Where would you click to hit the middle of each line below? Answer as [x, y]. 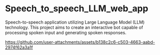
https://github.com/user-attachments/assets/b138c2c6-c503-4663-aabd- [80, 42]
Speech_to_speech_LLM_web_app [77, 9]
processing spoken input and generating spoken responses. [66, 32]
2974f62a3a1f [19, 47]
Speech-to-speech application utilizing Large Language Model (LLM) [75, 22]
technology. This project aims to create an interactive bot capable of [74, 27]
